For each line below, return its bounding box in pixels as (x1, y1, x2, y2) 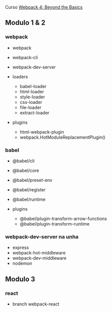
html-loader (19, 88, 44, 94)
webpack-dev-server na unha (5, 233, 79, 240)
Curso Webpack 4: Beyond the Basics (5, 4, 83, 10)
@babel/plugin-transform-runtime (19, 221, 90, 227)
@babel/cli (12, 157, 35, 163)
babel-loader (19, 83, 47, 89)
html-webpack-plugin (19, 129, 65, 135)
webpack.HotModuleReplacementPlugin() (19, 134, 106, 140)
